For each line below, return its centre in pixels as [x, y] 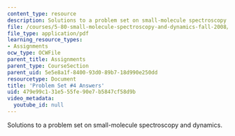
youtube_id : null [39, 105]
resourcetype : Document [42, 79]
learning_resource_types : [45, 40]
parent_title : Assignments [47, 60]
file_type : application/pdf [48, 33]
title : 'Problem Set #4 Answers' [56, 86]
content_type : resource [42, 14]
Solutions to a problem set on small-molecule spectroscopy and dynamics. [115, 125]
